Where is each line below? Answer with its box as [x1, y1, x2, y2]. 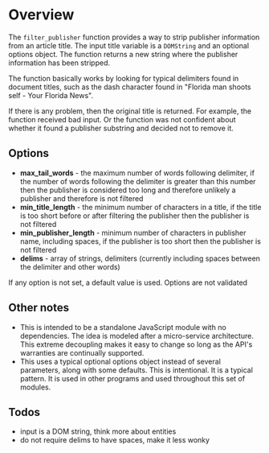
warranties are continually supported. [19, 348, 145, 357]
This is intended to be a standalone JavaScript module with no [19, 322, 226, 332]
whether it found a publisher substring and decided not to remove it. [8, 123, 234, 133]
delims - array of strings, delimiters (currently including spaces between [19, 253, 261, 263]
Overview [8, 6, 75, 24]
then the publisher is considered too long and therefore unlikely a [19, 185, 236, 195]
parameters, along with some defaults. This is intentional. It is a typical [19, 364, 253, 375]
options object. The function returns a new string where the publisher [8, 49, 238, 59]
